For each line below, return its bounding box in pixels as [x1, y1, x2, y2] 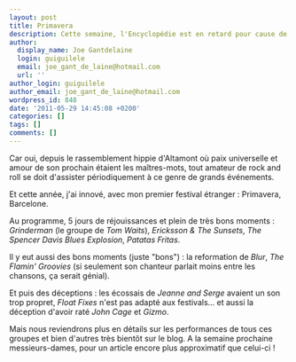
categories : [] [9, 112, 66, 121]
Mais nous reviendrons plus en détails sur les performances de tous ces [9, 323, 273, 334]
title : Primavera [9, 21, 74, 30]
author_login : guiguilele [9, 79, 105, 88]
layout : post [9, 12, 58, 22]
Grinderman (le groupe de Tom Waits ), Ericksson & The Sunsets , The [9, 224, 261, 235]
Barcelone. [9, 198, 49, 209]
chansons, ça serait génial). [9, 270, 111, 280]
